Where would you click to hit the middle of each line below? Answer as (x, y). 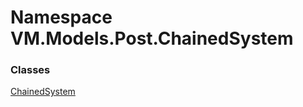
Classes (30, 70)
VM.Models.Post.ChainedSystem (152, 38)
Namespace (61, 17)
